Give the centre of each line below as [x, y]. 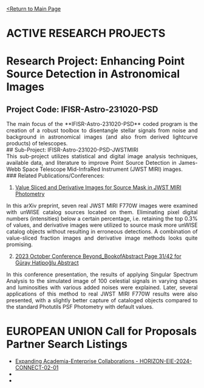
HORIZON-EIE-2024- [166, 361]
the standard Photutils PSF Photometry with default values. [80, 307]
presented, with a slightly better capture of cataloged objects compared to [102, 300]
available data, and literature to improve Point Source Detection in [92, 163]
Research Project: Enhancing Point [96, 61]
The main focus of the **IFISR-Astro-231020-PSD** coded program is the [102, 124]
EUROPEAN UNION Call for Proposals [102, 331]
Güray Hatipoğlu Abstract [47, 263]
